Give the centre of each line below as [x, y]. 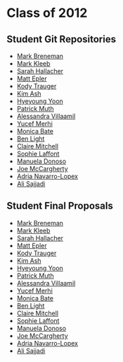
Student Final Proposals [60, 206]
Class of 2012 [47, 13]
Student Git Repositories [61, 39]
